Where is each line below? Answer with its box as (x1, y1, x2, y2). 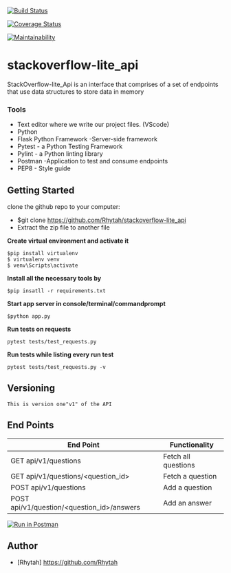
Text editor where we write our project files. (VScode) (16, 121, 170, 129)
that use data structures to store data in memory (7, 87, 144, 96)
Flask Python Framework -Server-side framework (16, 135, 158, 143)
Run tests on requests (7, 325, 71, 334)
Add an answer (162, 498, 212, 507)
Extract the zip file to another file (16, 223, 110, 232)
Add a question (162, 483, 212, 492)
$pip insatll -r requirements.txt (7, 288, 107, 294)
